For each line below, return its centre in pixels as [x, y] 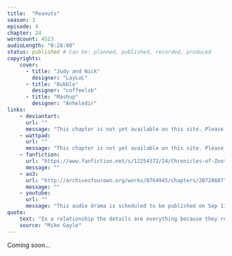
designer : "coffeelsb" [65, 90]
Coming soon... [29, 245]
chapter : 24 [24, 33]
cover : [29, 65]
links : [17, 110]
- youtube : [35, 193]
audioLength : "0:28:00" [41, 46]
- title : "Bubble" [52, 84]
